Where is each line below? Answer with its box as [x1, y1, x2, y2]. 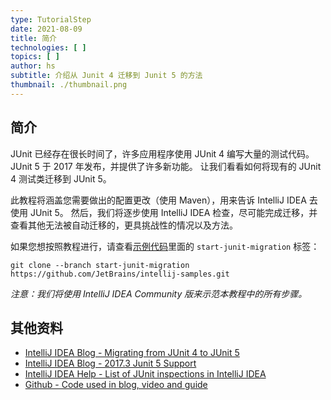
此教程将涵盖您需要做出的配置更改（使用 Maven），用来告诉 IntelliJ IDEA [10, 194, 307, 206]
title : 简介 [10, 33, 57, 43]
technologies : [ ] [10, 42, 87, 53]
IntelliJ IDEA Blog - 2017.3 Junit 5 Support [24, 357, 197, 370]
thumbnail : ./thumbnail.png [10, 80, 128, 90]
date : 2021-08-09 [10, 24, 83, 34]
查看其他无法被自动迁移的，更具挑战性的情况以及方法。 [10, 219, 238, 231]
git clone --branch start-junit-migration [10, 260, 190, 270]
